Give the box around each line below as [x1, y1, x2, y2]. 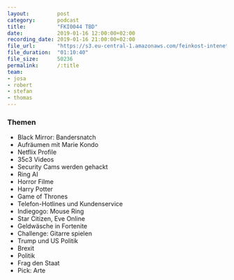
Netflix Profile [17, 148, 57, 157]
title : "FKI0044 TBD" [7, 23, 98, 30]
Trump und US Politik [17, 237, 79, 245]
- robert [7, 81, 33, 88]
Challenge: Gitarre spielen [17, 229, 93, 238]
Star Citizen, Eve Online [17, 215, 86, 223]
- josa [7, 75, 26, 82]
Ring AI [17, 170, 38, 178]
